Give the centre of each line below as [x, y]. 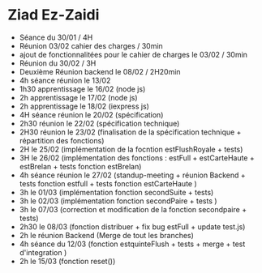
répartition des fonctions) [62, 140]
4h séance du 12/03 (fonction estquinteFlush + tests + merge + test [132, 244]
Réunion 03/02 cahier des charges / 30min [91, 45]
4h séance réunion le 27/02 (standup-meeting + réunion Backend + [133, 175]
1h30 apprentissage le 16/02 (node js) [82, 89]
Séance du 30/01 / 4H [56, 37]
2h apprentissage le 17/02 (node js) [79, 97]
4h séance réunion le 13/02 [65, 80]
